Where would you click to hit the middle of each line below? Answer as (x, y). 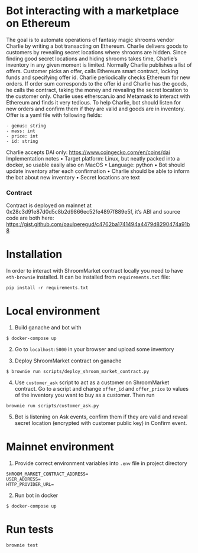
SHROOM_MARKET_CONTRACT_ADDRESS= (47, 474)
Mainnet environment (60, 447)
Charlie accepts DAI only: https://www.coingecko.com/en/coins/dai (88, 152)
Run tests (30, 530)
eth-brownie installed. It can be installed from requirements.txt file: (88, 277)
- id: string (22, 141)
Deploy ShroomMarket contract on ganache (68, 361)
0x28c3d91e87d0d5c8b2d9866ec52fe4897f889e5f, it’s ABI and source (93, 212)
